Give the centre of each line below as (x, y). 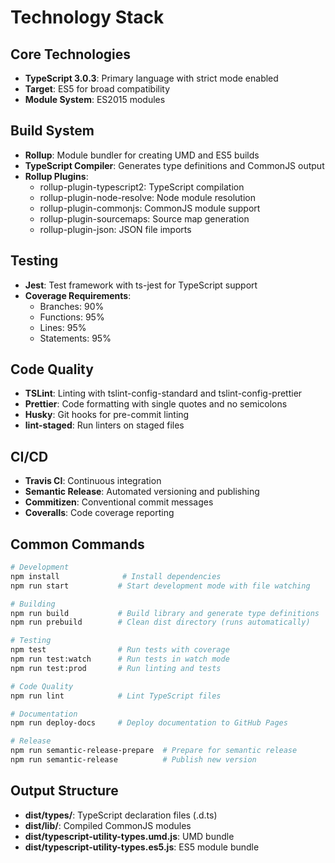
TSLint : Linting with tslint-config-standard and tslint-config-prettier (163, 393)
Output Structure (64, 791)
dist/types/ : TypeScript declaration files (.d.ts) (121, 815)
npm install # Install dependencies (116, 576)
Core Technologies (71, 54)
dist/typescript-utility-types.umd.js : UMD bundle (129, 836)
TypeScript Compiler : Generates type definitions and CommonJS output (174, 165)
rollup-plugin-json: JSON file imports (115, 229)
